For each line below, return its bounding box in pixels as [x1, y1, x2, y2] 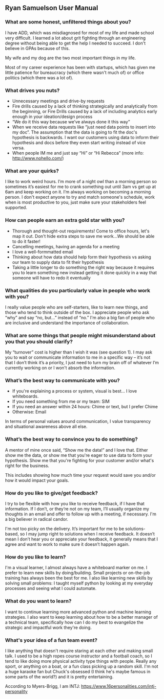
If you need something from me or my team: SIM [12, 398, 110, 404]
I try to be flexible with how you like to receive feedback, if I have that [5, 501, 145, 507]
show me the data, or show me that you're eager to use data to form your [5, 452, 153, 458]
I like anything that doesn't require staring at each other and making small [5, 648, 153, 653]
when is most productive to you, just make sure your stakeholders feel [5, 199, 146, 205]
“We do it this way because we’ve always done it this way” [12, 118, 130, 124]
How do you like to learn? [5, 553, 66, 560]
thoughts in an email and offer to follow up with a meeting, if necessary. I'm [5, 511, 157, 517]
